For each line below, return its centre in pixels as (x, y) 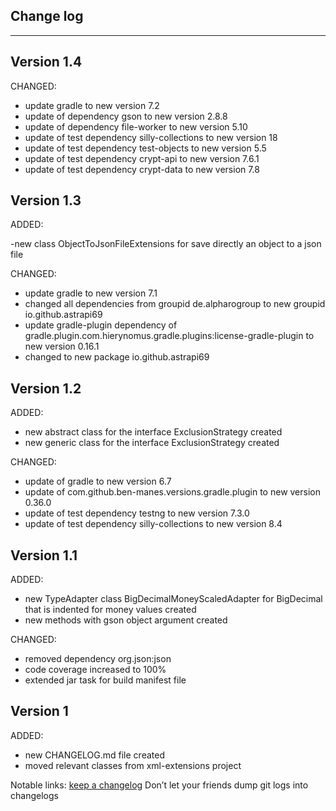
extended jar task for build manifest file (105, 680)
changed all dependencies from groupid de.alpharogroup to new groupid (175, 304)
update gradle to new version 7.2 (92, 105)
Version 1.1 (44, 555)
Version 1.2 (46, 388)
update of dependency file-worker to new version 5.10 (136, 126)
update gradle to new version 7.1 (91, 293)
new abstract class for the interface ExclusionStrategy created (153, 432)
